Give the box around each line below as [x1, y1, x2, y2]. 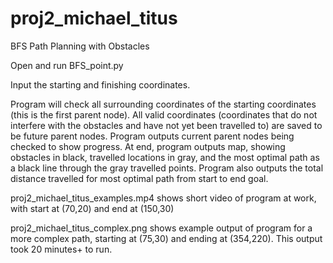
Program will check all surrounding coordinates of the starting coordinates [10, 98, 317, 110]
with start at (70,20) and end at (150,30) [10, 202, 175, 214]
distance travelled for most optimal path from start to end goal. [10, 172, 269, 184]
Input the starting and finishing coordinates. [10, 78, 191, 91]
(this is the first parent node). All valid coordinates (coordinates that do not [10, 108, 318, 121]
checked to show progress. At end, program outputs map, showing [10, 140, 286, 152]
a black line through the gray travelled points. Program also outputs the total [10, 162, 324, 174]
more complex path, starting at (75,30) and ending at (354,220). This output [10, 232, 323, 244]
